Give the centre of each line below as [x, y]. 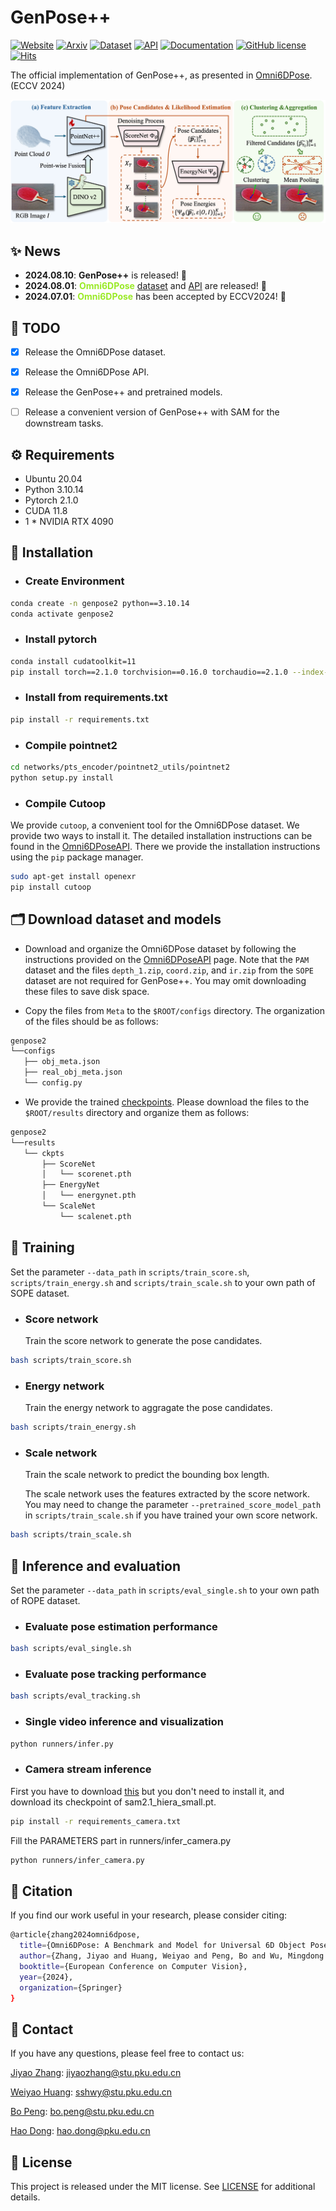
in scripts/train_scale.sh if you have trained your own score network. [171, 1515]
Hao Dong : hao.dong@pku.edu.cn [80, 2131]
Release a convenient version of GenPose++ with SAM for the [152, 412]
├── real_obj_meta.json [73, 1072]
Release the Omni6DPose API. [87, 372]
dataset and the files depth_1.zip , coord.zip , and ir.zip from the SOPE [169, 970]
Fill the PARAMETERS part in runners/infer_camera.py [121, 1840]
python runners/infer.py [62, 1744]
